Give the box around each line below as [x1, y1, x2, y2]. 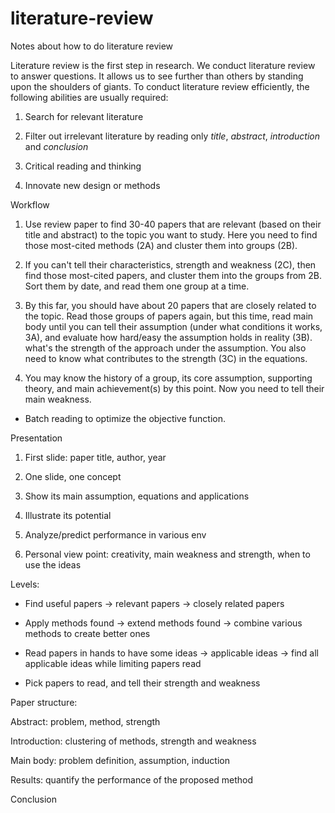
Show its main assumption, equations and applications [24, 490, 250, 502]
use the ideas [24, 558, 82, 571]
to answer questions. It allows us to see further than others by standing [10, 70, 304, 82]
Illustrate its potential [24, 509, 112, 521]
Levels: [10, 578, 40, 590]
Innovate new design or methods [24, 179, 161, 191]
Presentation [10, 432, 63, 444]
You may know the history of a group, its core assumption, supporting [24, 372, 313, 384]
